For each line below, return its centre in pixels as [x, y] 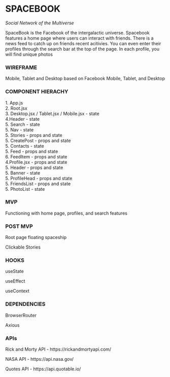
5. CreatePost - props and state [38, 141]
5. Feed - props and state [32, 151]
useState [14, 271]
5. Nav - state [20, 129]
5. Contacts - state [25, 146]
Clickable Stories [23, 247]
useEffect [15, 281]
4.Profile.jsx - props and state [36, 162]
